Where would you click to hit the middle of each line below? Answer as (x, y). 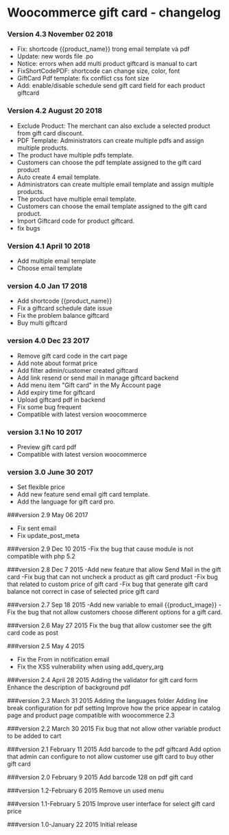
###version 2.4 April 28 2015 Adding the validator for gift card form (103, 680)
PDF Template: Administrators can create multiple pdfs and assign (110, 140)
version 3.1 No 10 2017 (45, 432)
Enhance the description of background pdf (69, 687)
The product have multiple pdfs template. (75, 155)
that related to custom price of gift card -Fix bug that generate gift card (107, 584)
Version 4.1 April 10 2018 (49, 246)
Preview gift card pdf (47, 447)
